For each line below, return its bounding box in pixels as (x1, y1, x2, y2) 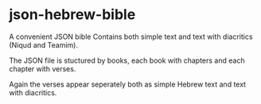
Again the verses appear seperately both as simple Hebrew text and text (9, 79, 246, 89)
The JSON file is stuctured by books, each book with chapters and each (9, 56, 245, 65)
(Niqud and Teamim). (9, 40, 79, 49)
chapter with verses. (9, 64, 76, 73)
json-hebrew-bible (9, 6, 136, 24)
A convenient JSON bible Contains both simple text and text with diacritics (9, 32, 253, 41)
